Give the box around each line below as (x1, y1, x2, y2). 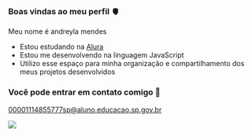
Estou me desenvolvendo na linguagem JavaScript (19, 50, 184, 60)
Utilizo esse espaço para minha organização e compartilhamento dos (19, 59, 245, 68)
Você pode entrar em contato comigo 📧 (8, 87, 161, 98)
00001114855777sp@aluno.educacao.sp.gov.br (8, 105, 162, 114)
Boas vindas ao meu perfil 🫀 (8, 6, 120, 17)
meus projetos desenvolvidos (19, 67, 116, 76)
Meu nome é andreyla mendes (8, 27, 107, 36)
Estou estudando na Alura (19, 42, 104, 52)
